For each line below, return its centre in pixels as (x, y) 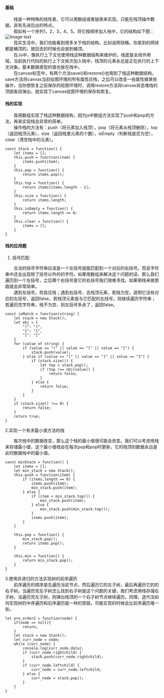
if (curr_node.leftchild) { (51, 665)
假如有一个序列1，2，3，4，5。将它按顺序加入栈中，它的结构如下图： (84, 31)
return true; (27, 416)
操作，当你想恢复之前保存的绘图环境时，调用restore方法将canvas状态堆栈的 (81, 85)
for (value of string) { (39, 344)
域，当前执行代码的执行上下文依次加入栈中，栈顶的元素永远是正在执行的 (78, 61)
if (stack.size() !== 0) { (41, 403)
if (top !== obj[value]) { (67, 369)
